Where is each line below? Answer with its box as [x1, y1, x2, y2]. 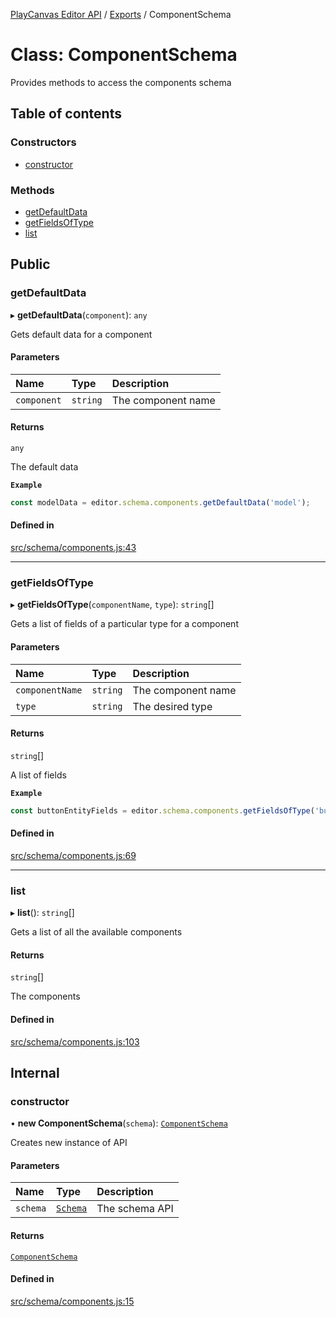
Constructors [10, 135, 77, 149]
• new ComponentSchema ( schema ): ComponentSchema [10, 1117, 228, 1129]
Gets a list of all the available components [10, 926, 183, 938]
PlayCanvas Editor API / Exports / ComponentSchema [10, 9, 232, 20]
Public [10, 256, 51, 273]
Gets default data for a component [10, 328, 153, 340]
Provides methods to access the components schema [10, 76, 232, 88]
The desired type [132, 699, 213, 713]
